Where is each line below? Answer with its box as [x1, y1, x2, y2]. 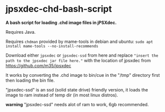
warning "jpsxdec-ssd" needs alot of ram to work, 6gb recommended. [5, 101, 149, 107]
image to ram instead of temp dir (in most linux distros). [5, 92, 118, 98]
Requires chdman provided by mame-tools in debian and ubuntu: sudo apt [5, 38, 153, 45]
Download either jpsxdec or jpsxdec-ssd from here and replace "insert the [5, 52, 159, 58]
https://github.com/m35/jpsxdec [5, 63, 71, 68]
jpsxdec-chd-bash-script [5, 3, 112, 15]
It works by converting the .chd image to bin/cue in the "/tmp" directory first [5, 72, 160, 78]
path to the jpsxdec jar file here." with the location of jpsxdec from [5, 57, 151, 63]
